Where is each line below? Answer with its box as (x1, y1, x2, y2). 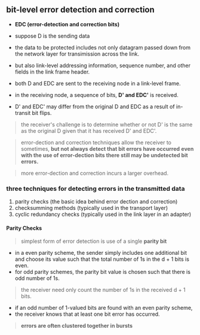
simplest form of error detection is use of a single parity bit (20, 237, 167, 245)
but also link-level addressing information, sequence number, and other (14, 62, 191, 69)
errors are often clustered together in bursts (20, 322, 133, 330)
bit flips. (32, 109, 52, 116)
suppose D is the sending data (14, 32, 90, 39)
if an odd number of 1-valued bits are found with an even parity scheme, (14, 304, 193, 312)
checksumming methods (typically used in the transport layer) (14, 205, 168, 212)
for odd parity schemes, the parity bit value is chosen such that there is (14, 269, 191, 276)
